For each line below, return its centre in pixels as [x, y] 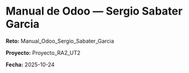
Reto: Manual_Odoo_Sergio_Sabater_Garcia [60, 41]
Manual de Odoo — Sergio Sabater [94, 11]
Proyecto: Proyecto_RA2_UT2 [43, 52]
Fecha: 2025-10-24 [30, 64]
